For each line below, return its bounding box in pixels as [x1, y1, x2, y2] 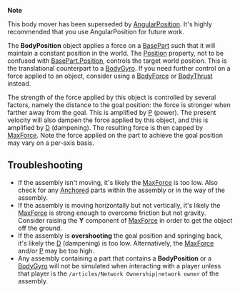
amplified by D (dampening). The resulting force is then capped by [7, 124, 204, 131]
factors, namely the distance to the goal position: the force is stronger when [7, 101, 231, 109]
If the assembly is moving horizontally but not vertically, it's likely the [17, 201, 221, 209]
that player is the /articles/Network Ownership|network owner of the [17, 269, 219, 278]
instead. [7, 79, 31, 88]
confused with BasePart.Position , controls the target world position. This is [7, 56, 227, 65]
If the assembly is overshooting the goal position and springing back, [17, 231, 224, 240]
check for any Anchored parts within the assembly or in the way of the [17, 186, 225, 194]
